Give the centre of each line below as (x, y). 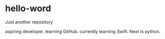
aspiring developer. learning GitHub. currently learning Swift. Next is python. (83, 31)
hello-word (28, 9)
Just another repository (29, 22)
